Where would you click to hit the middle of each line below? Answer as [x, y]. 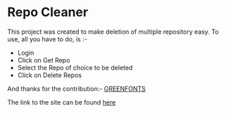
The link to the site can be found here [62, 102]
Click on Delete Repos [50, 75]
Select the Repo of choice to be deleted [75, 67]
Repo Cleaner [48, 12]
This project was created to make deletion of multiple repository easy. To [113, 32]
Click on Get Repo [44, 60]
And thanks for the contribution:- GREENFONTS [77, 88]
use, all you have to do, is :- [48, 39]
